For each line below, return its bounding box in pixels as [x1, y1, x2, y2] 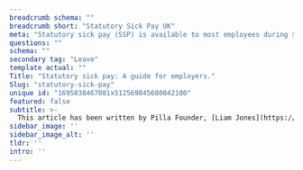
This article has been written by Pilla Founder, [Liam [17, 113, 232, 122]
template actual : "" [9, 64, 87, 73]
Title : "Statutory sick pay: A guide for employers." [9, 72, 216, 81]
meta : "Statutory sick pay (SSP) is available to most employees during [9, 30, 289, 39]
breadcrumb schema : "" [9, 13, 95, 22]
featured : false [9, 96, 70, 106]
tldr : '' [9, 139, 42, 148]
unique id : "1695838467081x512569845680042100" [9, 88, 192, 97]
